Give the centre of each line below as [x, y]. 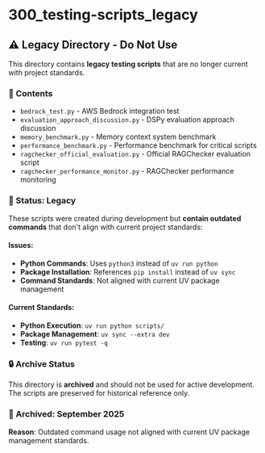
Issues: [21, 245]
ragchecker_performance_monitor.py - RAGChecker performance [127, 171]
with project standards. [47, 73]
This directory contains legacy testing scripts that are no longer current [128, 64]
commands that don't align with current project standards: [106, 227]
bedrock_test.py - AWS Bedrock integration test [99, 111]
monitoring [38, 180]
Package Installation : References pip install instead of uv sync [128, 271]
